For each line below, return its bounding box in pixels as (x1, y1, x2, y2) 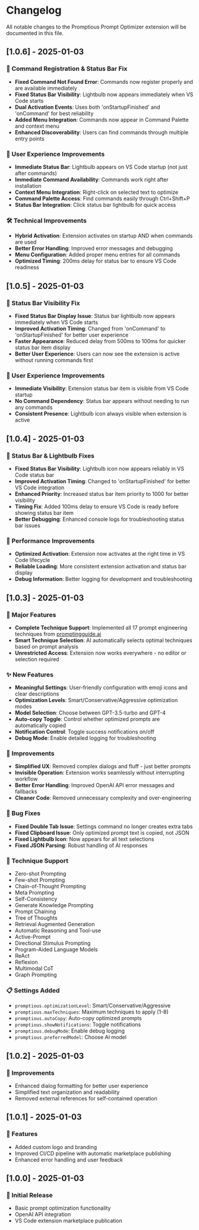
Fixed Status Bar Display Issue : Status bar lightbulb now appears (14, 312, 175, 319)
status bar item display (14, 344, 71, 351)
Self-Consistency (14, 895, 58, 902)
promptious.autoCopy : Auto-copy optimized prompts (14, 1015, 142, 1022)
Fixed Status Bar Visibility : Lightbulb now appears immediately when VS (14, 90, 194, 98)
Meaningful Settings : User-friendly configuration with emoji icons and (14, 684, 188, 691)
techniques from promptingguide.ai (14, 630, 102, 637)
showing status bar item (14, 509, 74, 516)
